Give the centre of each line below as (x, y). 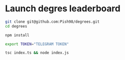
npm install (17, 35)
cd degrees (16, 26)
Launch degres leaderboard (63, 9)
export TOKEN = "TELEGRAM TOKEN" (37, 44)
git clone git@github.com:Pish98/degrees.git (52, 22)
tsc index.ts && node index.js (37, 53)
